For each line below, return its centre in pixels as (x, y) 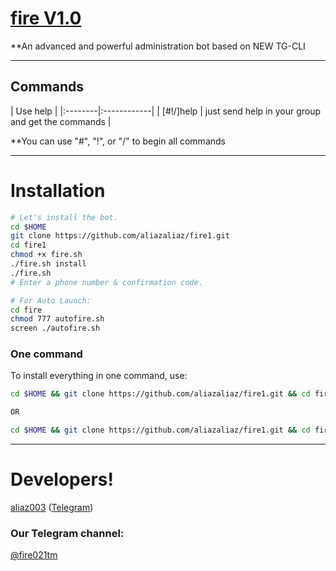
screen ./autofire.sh (55, 328)
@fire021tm (34, 555)
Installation (58, 190)
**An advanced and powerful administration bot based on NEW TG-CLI (158, 46)
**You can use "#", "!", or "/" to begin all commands (118, 141)
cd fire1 (28, 245)
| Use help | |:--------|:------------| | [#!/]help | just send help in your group (166, 111)
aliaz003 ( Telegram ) (52, 508)
